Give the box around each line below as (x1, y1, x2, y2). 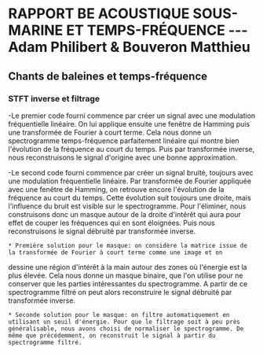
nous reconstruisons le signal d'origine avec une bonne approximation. (8, 153, 238, 162)
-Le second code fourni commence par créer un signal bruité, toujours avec (8, 168, 254, 177)
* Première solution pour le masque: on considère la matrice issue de (8, 242, 247, 249)
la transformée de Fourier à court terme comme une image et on (8, 249, 223, 256)
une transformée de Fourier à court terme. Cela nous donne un (8, 127, 212, 137)
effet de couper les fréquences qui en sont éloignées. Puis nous (8, 218, 215, 227)
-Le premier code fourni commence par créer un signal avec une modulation (8, 111, 256, 120)
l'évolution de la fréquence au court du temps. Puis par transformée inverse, (8, 144, 255, 153)
